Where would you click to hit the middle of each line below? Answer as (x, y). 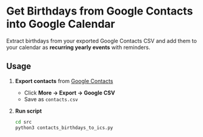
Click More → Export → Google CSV (69, 93)
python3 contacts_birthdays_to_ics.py (64, 128)
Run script (28, 111)
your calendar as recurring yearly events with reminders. (78, 47)
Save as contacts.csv (51, 99)
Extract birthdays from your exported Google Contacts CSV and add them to (101, 41)
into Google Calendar (61, 24)
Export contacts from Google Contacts (64, 81)
